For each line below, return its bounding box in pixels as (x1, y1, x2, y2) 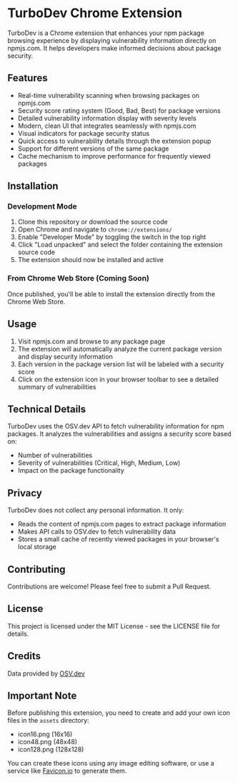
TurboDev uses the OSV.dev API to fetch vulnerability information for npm (7, 422, 224, 431)
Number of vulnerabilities (17, 451, 93, 460)
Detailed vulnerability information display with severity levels (17, 114, 197, 122)
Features (7, 72, 48, 84)
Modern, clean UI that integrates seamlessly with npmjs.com (17, 121, 197, 130)
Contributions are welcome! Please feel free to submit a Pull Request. (7, 582, 212, 591)
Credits (7, 650, 41, 662)
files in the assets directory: (7, 716, 89, 725)
